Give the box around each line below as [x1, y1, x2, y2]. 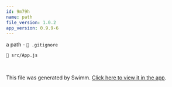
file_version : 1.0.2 [6, 19, 57, 25]
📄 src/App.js [6, 52, 38, 59]
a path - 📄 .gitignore [6, 41, 59, 48]
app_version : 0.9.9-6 [6, 25, 59, 31]
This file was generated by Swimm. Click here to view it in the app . [6, 74, 167, 81]
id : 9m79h [6, 8, 30, 15]
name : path [6, 14, 33, 20]
